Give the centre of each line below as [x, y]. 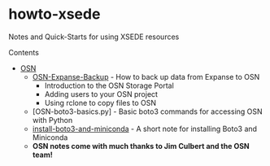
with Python [52, 120]
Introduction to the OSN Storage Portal [109, 85]
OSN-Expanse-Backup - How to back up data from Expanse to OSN [146, 76]
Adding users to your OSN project [101, 94]
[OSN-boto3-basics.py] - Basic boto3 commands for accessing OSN [147, 111]
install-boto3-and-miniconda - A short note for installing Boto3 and [145, 129]
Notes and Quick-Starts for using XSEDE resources [94, 37]
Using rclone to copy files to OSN [100, 103]
